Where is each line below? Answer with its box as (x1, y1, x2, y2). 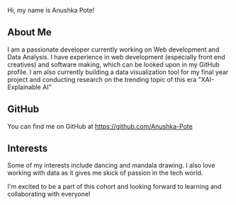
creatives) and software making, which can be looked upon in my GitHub (7, 60, 220, 69)
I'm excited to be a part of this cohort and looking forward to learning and (7, 182, 222, 191)
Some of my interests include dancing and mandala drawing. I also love (7, 161, 215, 170)
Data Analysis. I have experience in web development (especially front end (7, 52, 225, 61)
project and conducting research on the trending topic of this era (7, 75, 197, 83)
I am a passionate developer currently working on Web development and (7, 45, 220, 54)
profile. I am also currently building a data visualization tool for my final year (7, 67, 229, 76)
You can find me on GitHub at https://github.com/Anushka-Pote (7, 122, 193, 130)
